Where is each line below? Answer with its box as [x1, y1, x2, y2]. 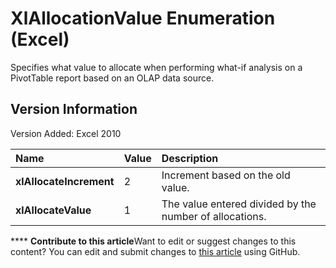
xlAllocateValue [15, 203, 92, 217]
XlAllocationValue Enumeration [10, 7, 276, 30]
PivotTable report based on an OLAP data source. [10, 72, 215, 84]
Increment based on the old [161, 168, 291, 182]
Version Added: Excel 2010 [10, 127, 122, 139]
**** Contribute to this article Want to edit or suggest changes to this [10, 235, 297, 247]
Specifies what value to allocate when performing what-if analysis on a [10, 61, 303, 73]
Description [161, 151, 219, 165]
